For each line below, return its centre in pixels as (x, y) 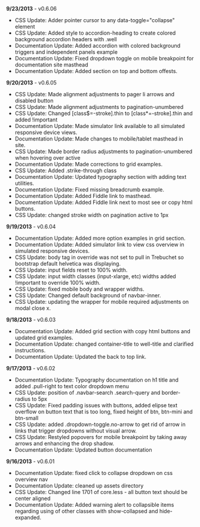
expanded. (28, 517)
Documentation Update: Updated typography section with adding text (101, 177)
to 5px (40, 399)
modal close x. (33, 308)
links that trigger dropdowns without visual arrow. (76, 431)
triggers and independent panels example (66, 52)
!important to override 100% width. (58, 283)
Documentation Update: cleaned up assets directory (79, 486)
